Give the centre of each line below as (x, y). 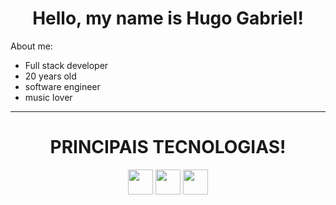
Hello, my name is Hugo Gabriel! (168, 18)
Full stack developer (66, 65)
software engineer (62, 86)
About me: (31, 46)
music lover (48, 97)
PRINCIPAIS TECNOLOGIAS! (168, 147)
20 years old (50, 76)
